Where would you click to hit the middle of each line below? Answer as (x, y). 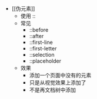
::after (36, 36)
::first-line (41, 42)
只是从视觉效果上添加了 (58, 83)
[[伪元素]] (23, 8)
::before (39, 30)
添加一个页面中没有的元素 (60, 75)
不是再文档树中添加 (53, 90)
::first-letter (43, 48)
